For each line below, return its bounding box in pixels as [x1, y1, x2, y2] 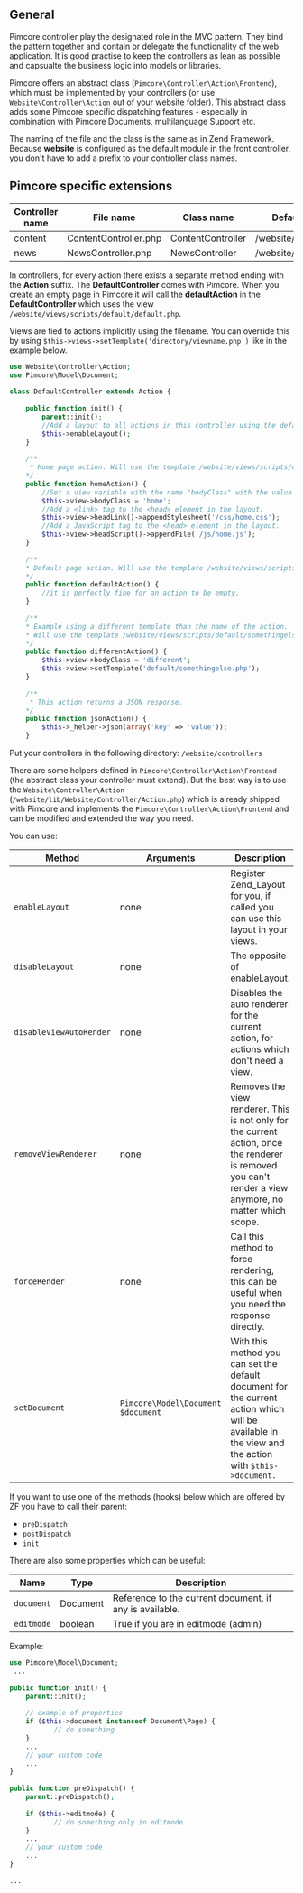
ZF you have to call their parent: [9, 1501, 128, 1511]
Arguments [145, 852, 196, 864]
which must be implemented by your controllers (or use [9, 87, 216, 97]
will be [229, 1414, 259, 1427]
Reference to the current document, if [112, 1592, 272, 1604]
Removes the [229, 1080, 286, 1093]
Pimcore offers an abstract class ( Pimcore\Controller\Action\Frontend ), [9, 77, 278, 88]
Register [229, 867, 266, 879]
